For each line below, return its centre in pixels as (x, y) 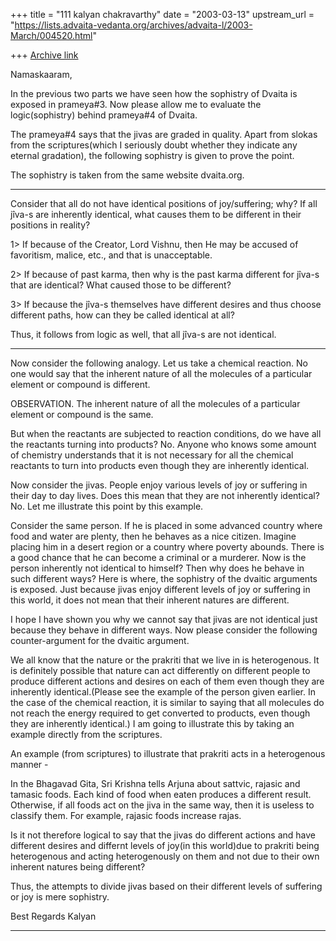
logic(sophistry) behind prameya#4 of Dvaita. (104, 115)
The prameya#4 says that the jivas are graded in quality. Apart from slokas (164, 134)
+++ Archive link (44, 55)
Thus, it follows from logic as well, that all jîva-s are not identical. (143, 334)
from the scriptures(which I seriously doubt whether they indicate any (154, 145)
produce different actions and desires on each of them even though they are (167, 681)
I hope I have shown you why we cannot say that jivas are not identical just (164, 619)
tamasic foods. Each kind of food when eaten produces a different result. (161, 794)
